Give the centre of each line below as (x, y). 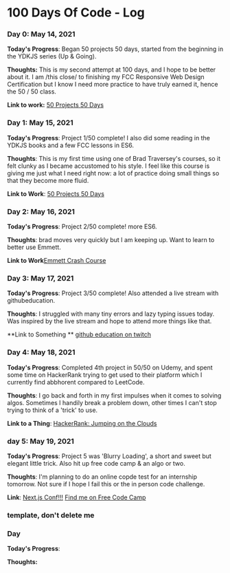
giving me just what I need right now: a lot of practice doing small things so (113, 173)
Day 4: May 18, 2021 (41, 352)
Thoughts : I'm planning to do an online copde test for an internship (102, 477)
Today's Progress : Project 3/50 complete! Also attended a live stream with (113, 293)
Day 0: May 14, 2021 (41, 34)
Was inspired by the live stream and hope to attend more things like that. (110, 321)
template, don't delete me (51, 515)
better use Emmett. (34, 247)
